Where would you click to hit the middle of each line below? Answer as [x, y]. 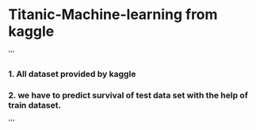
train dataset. [35, 105]
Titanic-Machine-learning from [113, 15]
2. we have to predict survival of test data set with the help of [128, 95]
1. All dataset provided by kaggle [72, 74]
